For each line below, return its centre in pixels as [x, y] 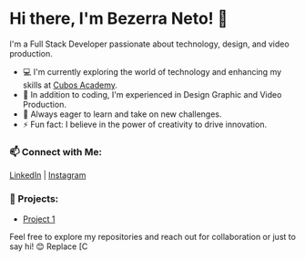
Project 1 [39, 219]
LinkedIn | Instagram [48, 175]
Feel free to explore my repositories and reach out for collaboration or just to [152, 236]
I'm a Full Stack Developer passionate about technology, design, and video [149, 44]
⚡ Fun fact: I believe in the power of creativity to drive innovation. [144, 124]
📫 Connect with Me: [56, 151]
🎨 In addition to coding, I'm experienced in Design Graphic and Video [152, 94]
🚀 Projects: [34, 199]
